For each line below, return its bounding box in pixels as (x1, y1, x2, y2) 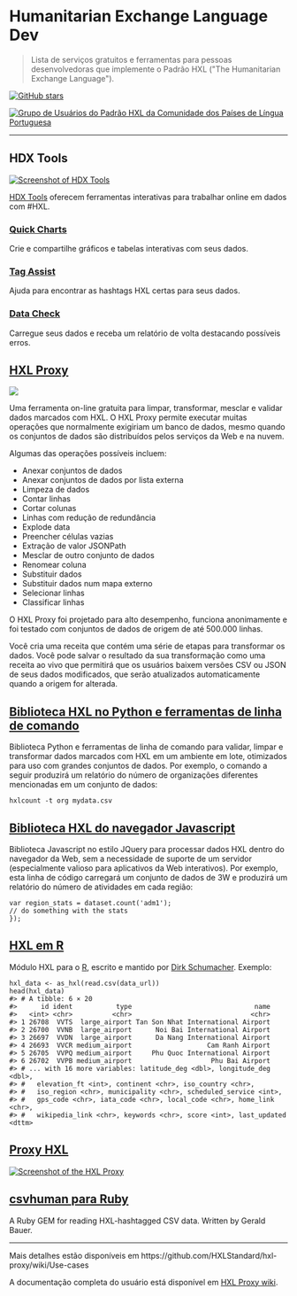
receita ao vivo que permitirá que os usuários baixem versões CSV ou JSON (9, 660, 287, 671)
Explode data (21, 522, 71, 532)
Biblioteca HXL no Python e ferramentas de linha (9, 704, 283, 719)
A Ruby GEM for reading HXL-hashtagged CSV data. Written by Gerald (9, 1215, 266, 1226)
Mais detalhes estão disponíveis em (9, 1250, 140, 1261)
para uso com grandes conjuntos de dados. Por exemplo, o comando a (9, 760, 268, 772)
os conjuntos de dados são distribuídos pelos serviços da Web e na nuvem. (9, 431, 285, 442)
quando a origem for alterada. (9, 679, 118, 689)
